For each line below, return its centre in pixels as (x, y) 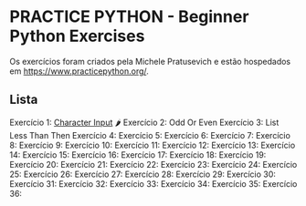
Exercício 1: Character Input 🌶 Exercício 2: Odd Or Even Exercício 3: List (144, 122)
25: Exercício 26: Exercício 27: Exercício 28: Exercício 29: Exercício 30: (143, 174)
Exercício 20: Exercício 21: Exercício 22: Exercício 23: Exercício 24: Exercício (153, 164)
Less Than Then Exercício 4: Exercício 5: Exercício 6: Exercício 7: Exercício (150, 135)
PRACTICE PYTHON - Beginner (129, 17)
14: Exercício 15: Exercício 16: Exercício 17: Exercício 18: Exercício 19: (138, 154)
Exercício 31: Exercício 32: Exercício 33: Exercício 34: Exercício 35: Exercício (153, 183)
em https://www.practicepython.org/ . (79, 71)
